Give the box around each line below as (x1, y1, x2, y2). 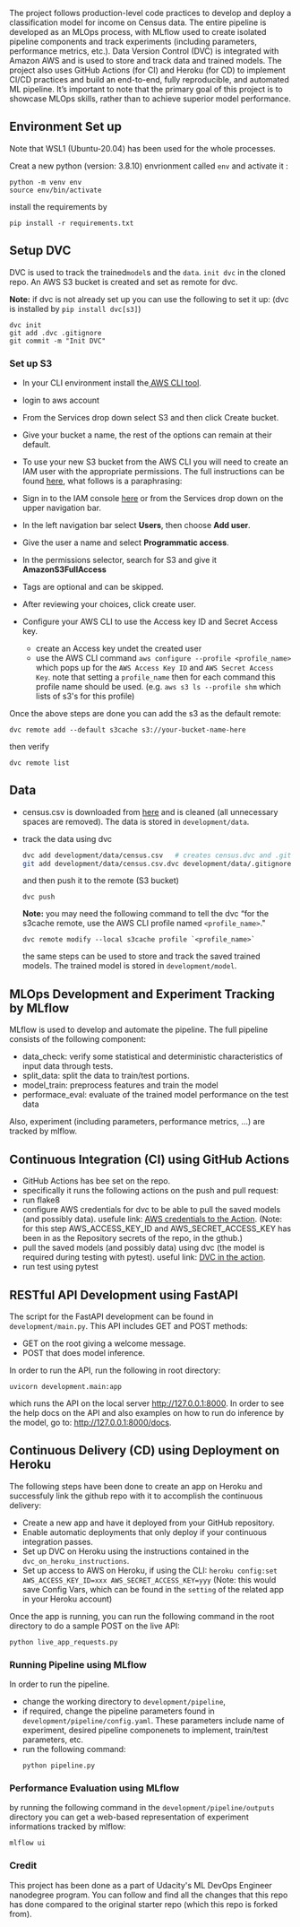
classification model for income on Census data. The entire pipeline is (9, 17, 267, 28)
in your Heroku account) (21, 1593, 113, 1604)
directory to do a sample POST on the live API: (9, 1620, 181, 1631)
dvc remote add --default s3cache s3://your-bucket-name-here (9, 725, 246, 734)
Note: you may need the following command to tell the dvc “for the (21, 908, 270, 919)
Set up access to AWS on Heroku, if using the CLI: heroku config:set (21, 1565, 278, 1575)
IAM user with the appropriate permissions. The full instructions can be (21, 465, 285, 476)
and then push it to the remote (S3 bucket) (21, 875, 179, 886)
